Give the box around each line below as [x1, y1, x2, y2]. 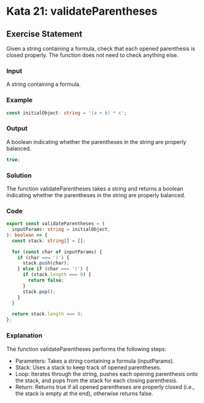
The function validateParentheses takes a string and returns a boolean [6, 185, 183, 192]
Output [6, 124, 28, 133]
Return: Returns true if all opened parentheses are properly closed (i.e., [15, 383, 195, 390]
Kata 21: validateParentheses [6, 4, 158, 18]
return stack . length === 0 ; [12, 311, 84, 317]
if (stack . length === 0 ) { [22, 271, 92, 278]
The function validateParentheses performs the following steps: [6, 345, 167, 353]
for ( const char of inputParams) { [12, 249, 103, 255]
